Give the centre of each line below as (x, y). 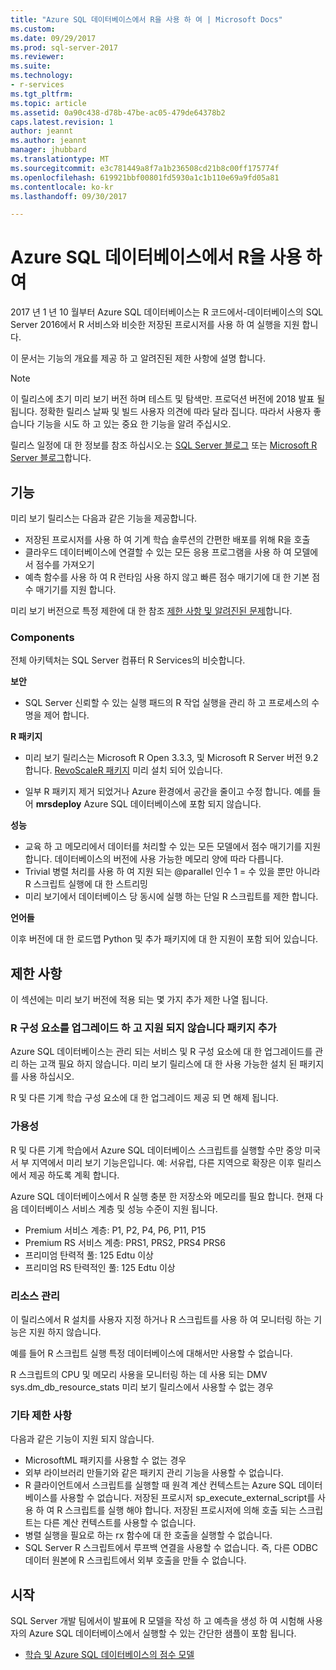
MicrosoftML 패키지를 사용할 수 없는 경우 (105, 1460)
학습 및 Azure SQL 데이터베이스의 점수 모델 (109, 1655)
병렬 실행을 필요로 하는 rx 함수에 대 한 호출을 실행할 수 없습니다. (148, 1535)
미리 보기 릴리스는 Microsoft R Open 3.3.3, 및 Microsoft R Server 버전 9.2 (171, 758)
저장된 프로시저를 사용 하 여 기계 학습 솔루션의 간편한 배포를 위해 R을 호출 (167, 539)
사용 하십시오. (47, 1077)
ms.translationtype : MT (60, 159)
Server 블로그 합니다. (51, 458)
